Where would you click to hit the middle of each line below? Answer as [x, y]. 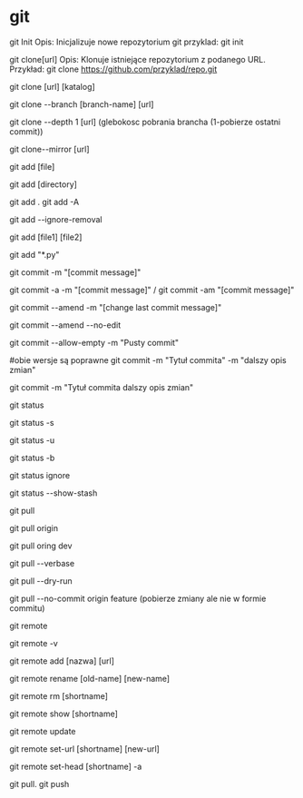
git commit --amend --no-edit [65, 325]
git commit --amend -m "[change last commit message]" [116, 307]
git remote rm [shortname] [59, 695]
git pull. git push [39, 783]
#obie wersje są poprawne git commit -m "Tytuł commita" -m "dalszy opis [148, 360]
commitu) [27, 608]
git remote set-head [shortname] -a [76, 766]
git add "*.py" [34, 254]
